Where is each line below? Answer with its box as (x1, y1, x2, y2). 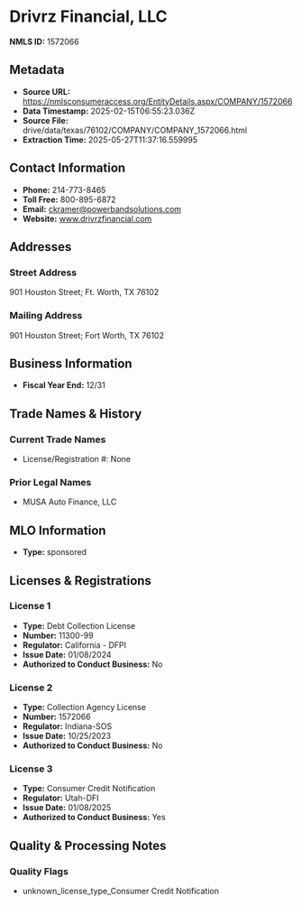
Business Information (9, 356, 133, 371)
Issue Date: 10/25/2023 (22, 731, 111, 742)
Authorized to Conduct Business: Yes (22, 812, 166, 823)
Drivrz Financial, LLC (9, 6, 168, 27)
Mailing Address (9, 309, 83, 322)
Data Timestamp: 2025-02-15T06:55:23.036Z (22, 106, 196, 116)
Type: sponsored (22, 547, 87, 558)
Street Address (9, 266, 78, 279)
